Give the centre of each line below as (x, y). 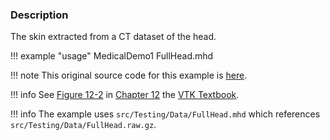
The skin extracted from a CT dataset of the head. (113, 37)
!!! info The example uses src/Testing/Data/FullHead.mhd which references (165, 114)
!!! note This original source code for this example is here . (129, 75)
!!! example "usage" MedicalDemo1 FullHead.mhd (112, 56)
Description (39, 15)
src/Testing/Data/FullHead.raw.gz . (83, 125)
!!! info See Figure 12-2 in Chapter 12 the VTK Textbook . (125, 95)
